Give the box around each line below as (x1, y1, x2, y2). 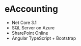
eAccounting (4, 3, 58, 15)
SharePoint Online (11, 30, 49, 36)
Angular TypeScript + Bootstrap (11, 35, 76, 41)
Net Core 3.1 (11, 20, 37, 25)
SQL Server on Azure (11, 24, 55, 30)
